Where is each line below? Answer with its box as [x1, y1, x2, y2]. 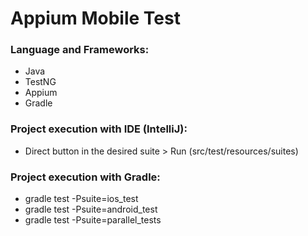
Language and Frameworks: [10, 43, 150, 57]
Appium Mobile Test [10, 7, 181, 30]
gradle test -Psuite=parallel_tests [24, 214, 162, 226]
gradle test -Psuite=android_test [24, 203, 158, 216]
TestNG [24, 76, 57, 88]
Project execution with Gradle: [10, 170, 161, 184]
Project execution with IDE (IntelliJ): [10, 122, 188, 136]
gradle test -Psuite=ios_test [24, 193, 139, 205]
